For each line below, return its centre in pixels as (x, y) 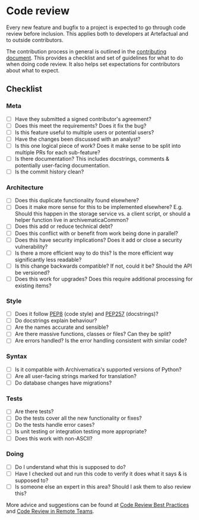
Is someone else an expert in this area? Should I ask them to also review (103, 486)
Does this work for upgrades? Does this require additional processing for (104, 279)
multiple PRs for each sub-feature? (57, 152)
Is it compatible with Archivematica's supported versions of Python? (98, 369)
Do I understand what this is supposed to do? (70, 467)
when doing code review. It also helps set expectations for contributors (93, 64)
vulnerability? (31, 246)
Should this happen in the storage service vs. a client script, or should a (102, 214)
